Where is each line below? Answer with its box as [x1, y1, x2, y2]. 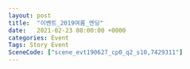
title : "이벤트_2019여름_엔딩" [8, 19, 104, 27]
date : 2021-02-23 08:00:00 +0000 [8, 26, 126, 34]
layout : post [8, 11, 52, 20]
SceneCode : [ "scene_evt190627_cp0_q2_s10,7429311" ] [8, 48, 183, 56]
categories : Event [8, 33, 69, 42]
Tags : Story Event [8, 41, 69, 49]
